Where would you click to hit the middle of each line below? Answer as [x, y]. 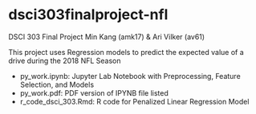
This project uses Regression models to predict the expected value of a [126, 52]
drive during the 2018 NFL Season [65, 61]
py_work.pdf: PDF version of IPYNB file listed [94, 92]
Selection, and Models [57, 85]
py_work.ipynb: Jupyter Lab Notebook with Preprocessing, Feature [130, 76]
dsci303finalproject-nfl [88, 15]
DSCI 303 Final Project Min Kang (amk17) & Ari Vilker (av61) [107, 37]
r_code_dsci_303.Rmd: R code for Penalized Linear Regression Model [134, 101]
